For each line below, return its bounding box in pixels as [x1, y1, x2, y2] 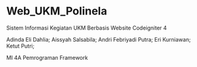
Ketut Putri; [6, 42, 35, 49]
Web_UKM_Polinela [6, 4, 107, 18]
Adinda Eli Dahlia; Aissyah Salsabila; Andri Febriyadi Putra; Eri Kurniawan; [6, 36, 191, 43]
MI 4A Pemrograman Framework [6, 54, 88, 61]
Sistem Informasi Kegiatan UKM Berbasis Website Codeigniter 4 [6, 24, 167, 31]
